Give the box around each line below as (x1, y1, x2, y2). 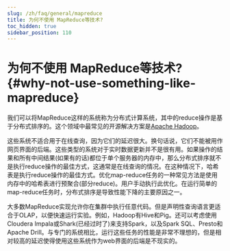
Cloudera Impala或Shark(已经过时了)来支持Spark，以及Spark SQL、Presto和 (7, 220, 223, 228)
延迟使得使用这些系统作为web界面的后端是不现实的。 (30, 237, 181, 245)
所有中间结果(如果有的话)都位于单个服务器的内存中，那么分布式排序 (18, 154, 210, 162)
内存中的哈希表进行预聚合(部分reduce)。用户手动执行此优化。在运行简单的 (7, 179, 218, 188)
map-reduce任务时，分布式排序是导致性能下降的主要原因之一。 (7, 188, 186, 196)
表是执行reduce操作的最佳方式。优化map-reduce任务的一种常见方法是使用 (7, 171, 218, 179)
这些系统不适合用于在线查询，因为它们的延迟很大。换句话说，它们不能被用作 (7, 137, 223, 145)
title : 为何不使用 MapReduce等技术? (7, 16, 103, 23)
